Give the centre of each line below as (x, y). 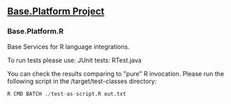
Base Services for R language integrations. (69, 46)
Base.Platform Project (56, 12)
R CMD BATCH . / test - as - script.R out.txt (67, 94)
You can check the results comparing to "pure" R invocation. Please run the (116, 73)
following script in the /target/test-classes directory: (82, 81)
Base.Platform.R (36, 31)
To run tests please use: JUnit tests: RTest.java (74, 60)
